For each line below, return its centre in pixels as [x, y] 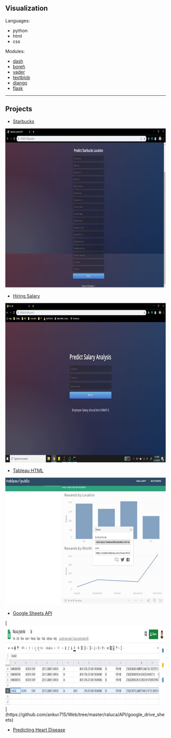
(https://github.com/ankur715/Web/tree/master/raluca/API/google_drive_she [85, 714]
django [20, 83]
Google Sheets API [32, 613]
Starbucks [23, 121]
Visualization [27, 8]
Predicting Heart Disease [39, 730]
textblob [21, 77]
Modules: [15, 51]
